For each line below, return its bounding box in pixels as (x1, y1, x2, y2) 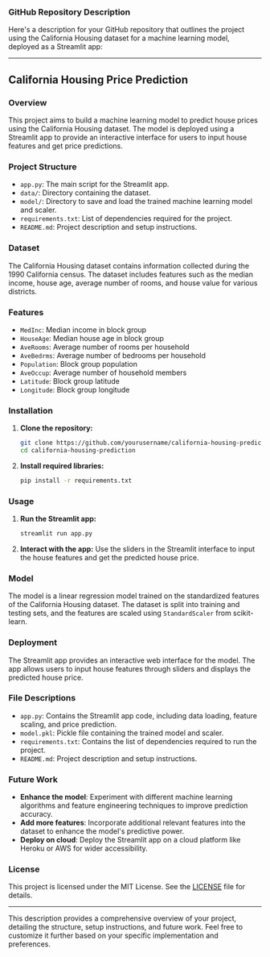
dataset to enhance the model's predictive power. (19, 826, 185, 836)
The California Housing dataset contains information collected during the (8, 260, 250, 270)
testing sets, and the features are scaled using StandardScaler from (8, 608, 231, 618)
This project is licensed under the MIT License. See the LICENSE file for (8, 882, 246, 892)
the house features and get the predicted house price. (19, 552, 199, 562)
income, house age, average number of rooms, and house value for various (8, 277, 258, 288)
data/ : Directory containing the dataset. (19, 188, 151, 198)
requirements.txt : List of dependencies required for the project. (19, 214, 233, 223)
